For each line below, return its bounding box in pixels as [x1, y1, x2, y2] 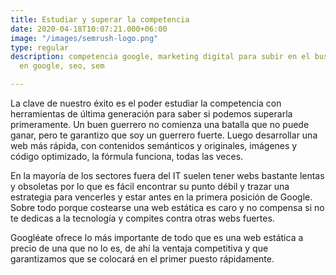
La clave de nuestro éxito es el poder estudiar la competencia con [10, 97, 282, 109]
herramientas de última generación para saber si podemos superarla [10, 108, 293, 120]
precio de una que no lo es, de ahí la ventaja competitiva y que [10, 242, 269, 254]
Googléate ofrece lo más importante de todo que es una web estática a [10, 232, 304, 243]
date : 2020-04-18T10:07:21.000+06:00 [10, 24, 168, 34]
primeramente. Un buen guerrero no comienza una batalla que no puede [10, 119, 310, 130]
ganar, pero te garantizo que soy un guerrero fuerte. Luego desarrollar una [10, 129, 318, 141]
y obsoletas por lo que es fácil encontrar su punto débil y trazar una [10, 181, 290, 192]
